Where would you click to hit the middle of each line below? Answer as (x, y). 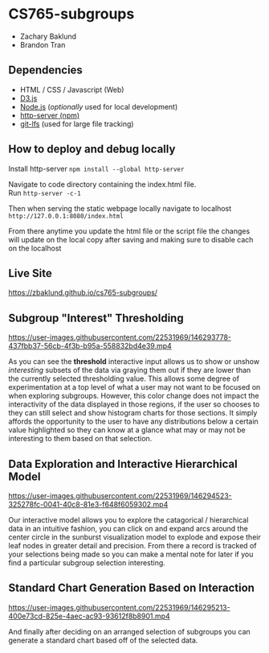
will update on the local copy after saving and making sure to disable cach (131, 239)
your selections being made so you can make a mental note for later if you (131, 554)
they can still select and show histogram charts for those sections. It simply (133, 413)
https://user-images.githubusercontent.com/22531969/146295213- (119, 607)
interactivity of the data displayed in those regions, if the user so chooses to (134, 404)
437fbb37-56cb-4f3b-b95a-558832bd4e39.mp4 (90, 346)
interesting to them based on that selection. (80, 439)
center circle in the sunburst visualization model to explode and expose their (134, 537)
